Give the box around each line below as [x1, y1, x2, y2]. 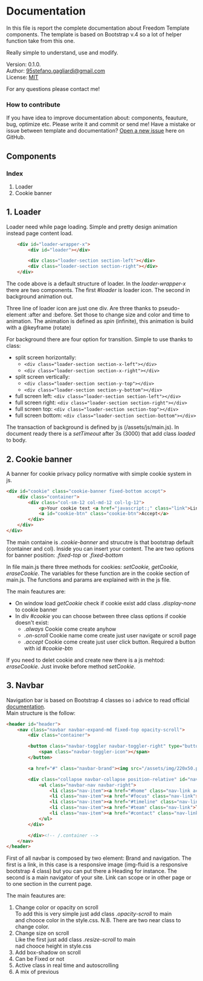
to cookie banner [14, 606, 58, 613]
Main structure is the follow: [6, 709, 76, 716]
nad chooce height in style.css [14, 942, 92, 949]
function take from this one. [6, 37, 76, 44]
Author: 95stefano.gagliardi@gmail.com [6, 67, 106, 74]
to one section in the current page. [6, 880, 92, 888]
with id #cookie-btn [24, 644, 73, 652]
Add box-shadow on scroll [14, 949, 81, 956]
